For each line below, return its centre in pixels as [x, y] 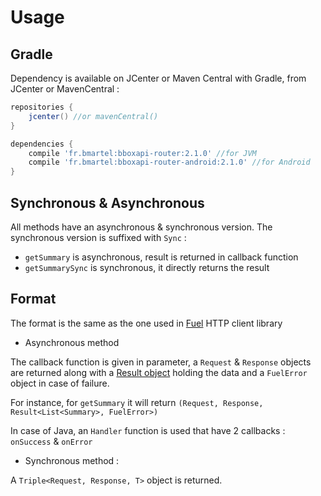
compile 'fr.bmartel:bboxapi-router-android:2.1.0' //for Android [169, 162]
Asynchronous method [72, 342]
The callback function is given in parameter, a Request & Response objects [161, 362]
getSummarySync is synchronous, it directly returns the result [147, 267]
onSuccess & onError [51, 441]
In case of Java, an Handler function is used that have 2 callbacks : [148, 430]
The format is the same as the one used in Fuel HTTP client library [146, 323]
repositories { [42, 107]
